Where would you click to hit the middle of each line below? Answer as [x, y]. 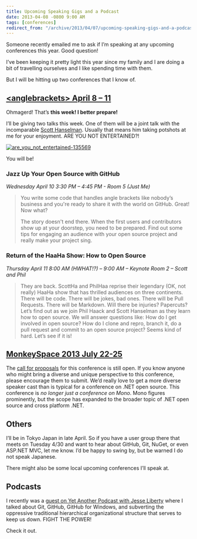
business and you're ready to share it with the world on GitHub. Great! [105, 204]
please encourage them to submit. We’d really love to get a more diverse [94, 381]
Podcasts [24, 487]
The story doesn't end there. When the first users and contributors [101, 222]
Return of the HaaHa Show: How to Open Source [76, 255]
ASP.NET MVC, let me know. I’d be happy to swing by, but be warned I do [95, 451]
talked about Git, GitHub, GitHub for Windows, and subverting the [85, 507]
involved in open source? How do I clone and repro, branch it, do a [101, 323]
